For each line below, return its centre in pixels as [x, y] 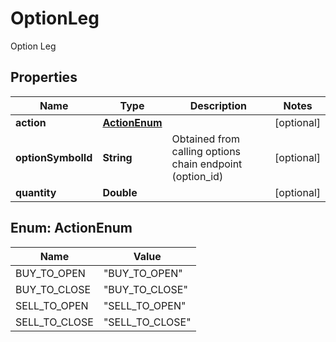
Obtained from [205, 139]
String [117, 157]
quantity [36, 192]
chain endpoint [207, 164]
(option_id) [197, 176]
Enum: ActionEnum [71, 228]
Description [218, 105]
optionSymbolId [54, 157]
